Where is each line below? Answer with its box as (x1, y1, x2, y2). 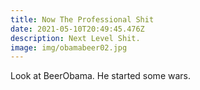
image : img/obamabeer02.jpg (10, 42, 128, 53)
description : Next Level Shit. (10, 33, 141, 43)
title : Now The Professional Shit (10, 14, 155, 25)
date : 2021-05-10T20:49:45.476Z (10, 24, 145, 34)
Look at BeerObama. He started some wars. (10, 70, 191, 82)
